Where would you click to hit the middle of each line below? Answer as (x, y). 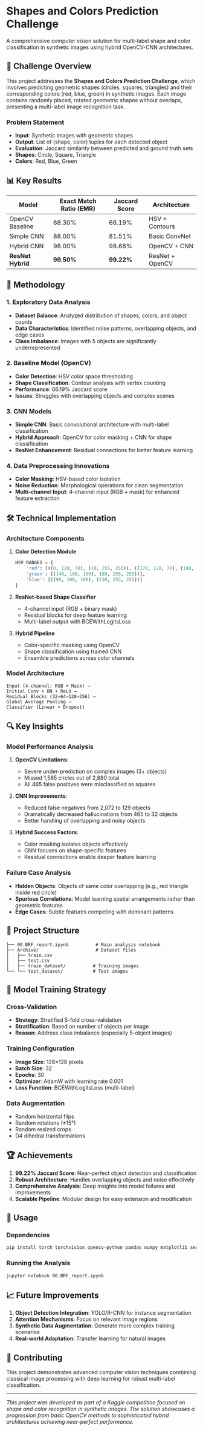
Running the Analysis (38, 1263)
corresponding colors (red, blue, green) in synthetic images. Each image (96, 94)
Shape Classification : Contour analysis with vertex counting (90, 383)
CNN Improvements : (41, 796)
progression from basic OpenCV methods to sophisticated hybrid (88, 1415)
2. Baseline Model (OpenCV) (49, 363)
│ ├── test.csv (28, 961)
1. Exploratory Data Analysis (48, 302)
